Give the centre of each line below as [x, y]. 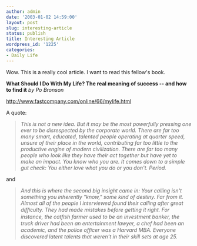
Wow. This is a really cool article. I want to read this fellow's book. [86, 72]
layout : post [22, 22]
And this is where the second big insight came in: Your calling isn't [101, 190]
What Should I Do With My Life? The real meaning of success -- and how [96, 84]
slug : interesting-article [39, 28]
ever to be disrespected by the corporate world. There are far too [100, 130]
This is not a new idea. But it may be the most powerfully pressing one [106, 124]
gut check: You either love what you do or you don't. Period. [93, 168]
